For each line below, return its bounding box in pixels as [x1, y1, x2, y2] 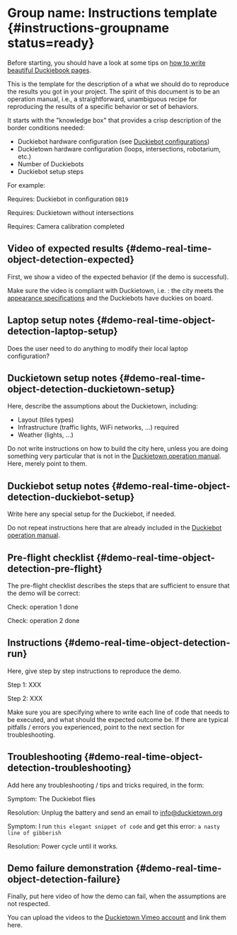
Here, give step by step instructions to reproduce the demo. [7, 667, 182, 675]
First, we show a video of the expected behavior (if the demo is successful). [7, 273, 229, 281]
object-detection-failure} [7, 873, 121, 885]
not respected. [7, 900, 50, 908]
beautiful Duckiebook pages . [7, 66, 92, 74]
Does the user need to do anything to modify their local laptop [7, 344, 189, 352]
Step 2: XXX [7, 694, 43, 702]
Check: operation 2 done [7, 616, 80, 624]
